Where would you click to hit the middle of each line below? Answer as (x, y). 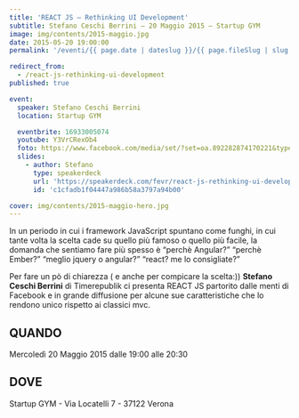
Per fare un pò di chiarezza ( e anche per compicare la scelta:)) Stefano (141, 277)
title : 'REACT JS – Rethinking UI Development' (99, 17)
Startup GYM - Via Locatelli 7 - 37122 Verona (92, 403)
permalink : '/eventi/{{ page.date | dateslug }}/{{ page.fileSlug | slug (149, 51)
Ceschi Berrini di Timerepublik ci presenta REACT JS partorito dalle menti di (149, 286)
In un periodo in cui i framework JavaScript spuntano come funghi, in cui (142, 231)
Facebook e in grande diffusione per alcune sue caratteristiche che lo (137, 295)
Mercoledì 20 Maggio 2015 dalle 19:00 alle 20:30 (99, 354)
